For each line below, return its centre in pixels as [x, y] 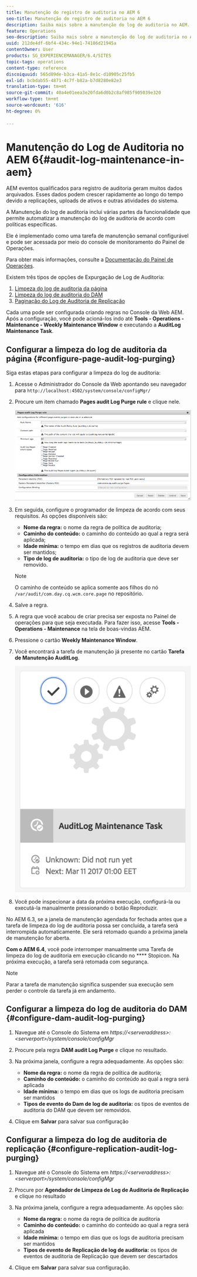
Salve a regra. [31, 605]
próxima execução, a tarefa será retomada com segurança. [77, 962]
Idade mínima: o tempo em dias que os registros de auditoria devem [106, 546]
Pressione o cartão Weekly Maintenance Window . [76, 640]
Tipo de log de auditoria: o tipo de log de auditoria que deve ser [101, 558]
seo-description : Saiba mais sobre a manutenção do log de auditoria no [97, 37]
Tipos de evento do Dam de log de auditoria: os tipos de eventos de [106, 1104]
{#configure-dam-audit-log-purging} [76, 1018]
